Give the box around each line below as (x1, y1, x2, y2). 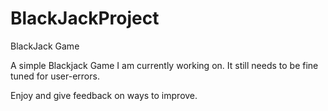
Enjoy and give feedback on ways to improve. (10, 89, 198, 101)
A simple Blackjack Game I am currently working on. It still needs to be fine (10, 59, 319, 71)
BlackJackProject (10, 7, 160, 30)
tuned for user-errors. (10, 70, 100, 82)
